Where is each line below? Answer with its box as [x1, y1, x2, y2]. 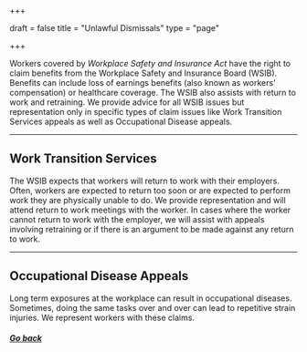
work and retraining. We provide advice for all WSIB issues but [9, 97, 245, 108]
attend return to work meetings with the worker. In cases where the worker [9, 204, 291, 215]
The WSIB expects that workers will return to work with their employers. [9, 175, 281, 186]
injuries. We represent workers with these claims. [9, 312, 195, 323]
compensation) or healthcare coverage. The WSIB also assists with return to [9, 88, 297, 98]
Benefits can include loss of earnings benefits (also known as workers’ [9, 78, 276, 88]
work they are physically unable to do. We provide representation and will [9, 194, 286, 205]
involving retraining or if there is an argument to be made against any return [9, 223, 294, 234]
